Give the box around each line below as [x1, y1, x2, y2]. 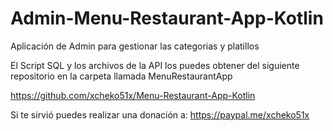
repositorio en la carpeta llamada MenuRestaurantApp [10, 70, 233, 82]
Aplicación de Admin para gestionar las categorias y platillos [10, 40, 260, 52]
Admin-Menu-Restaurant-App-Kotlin [10, 7, 324, 30]
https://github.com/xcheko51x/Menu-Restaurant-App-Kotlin [10, 89, 256, 101]
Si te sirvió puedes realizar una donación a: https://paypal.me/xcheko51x [10, 108, 310, 121]
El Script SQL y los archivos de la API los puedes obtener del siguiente [10, 59, 300, 71]
